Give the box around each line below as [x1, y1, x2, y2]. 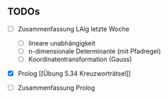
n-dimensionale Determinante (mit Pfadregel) [28, 46, 162, 56]
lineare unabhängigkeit [28, 38, 96, 47]
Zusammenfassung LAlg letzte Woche [17, 24, 130, 33]
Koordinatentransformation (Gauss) [28, 55, 132, 63]
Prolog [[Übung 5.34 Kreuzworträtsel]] [17, 69, 131, 78]
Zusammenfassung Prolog [17, 83, 95, 92]
